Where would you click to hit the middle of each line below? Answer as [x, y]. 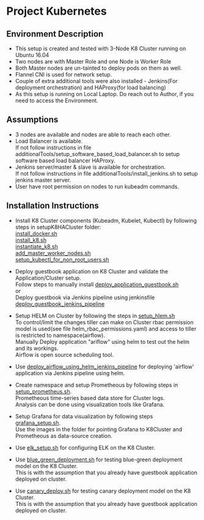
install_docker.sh [36, 233]
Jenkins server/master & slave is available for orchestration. [90, 167]
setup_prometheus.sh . [43, 391]
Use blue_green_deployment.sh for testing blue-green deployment [99, 459]
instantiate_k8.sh [36, 247]
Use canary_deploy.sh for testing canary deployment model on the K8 [103, 491]
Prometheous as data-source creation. [64, 436]
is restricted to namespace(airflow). [60, 335]
